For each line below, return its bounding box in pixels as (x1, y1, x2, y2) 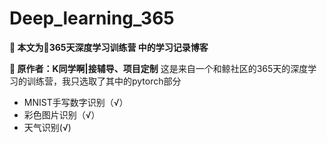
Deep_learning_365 (9, 7, 175, 30)
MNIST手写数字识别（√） (23, 96, 129, 108)
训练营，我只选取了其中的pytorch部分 (26, 75, 182, 87)
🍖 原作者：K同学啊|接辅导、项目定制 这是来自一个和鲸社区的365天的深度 (9, 62, 309, 74)
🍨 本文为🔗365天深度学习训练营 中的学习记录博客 (9, 41, 209, 53)
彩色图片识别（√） (23, 108, 101, 121)
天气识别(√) (23, 121, 72, 133)
